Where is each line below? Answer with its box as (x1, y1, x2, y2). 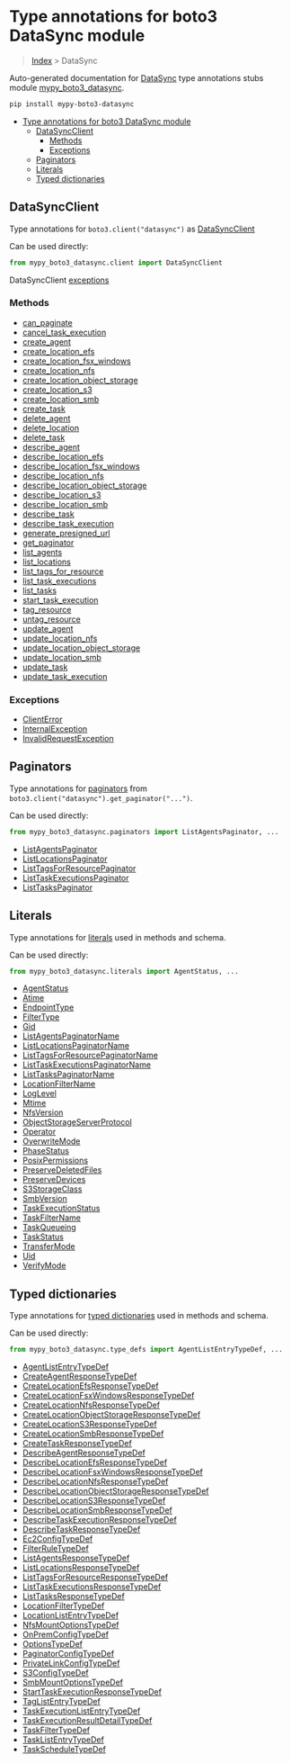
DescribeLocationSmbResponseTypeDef (22, 1505, 173, 1516)
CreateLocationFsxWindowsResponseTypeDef (22, 1390, 195, 1401)
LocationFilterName (22, 1078, 96, 1090)
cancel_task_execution (22, 327, 107, 337)
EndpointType (22, 1002, 75, 1013)
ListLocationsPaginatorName (22, 1040, 130, 1051)
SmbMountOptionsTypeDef (22, 1677, 124, 1688)
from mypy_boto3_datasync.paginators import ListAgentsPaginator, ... (9, 827, 279, 836)
